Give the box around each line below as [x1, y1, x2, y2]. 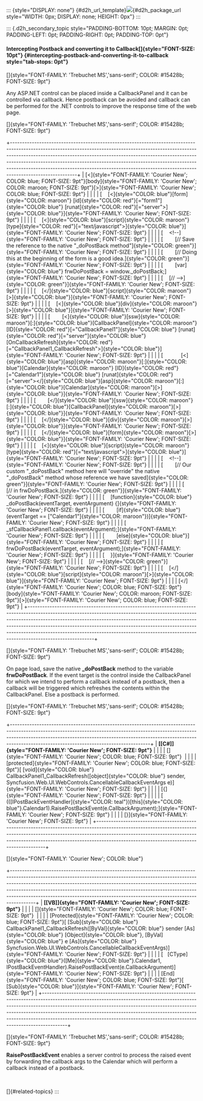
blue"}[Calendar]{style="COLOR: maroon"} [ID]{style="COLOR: [6, 365, 165, 372]
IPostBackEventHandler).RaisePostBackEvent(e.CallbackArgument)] [6, 963, 176, 971]
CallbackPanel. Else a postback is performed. [6, 691, 120, 698]
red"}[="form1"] [123, 197, 162, 204]
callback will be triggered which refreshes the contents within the [6, 684, 170, 692]
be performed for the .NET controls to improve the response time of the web [6, 103, 197, 110]
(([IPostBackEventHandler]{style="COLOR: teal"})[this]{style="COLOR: [6, 798, 183, 806]
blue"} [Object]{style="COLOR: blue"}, [47, 931, 144, 938]
